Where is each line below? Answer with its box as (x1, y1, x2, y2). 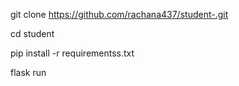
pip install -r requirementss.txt (10, 47, 135, 59)
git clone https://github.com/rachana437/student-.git (10, 9, 229, 20)
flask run (10, 67, 47, 78)
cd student (10, 28, 55, 39)
